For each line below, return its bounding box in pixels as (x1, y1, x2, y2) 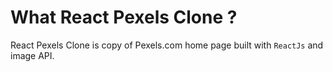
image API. (10, 49, 55, 61)
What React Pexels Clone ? (10, 6, 238, 29)
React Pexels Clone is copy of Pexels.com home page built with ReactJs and (10, 39, 324, 51)
